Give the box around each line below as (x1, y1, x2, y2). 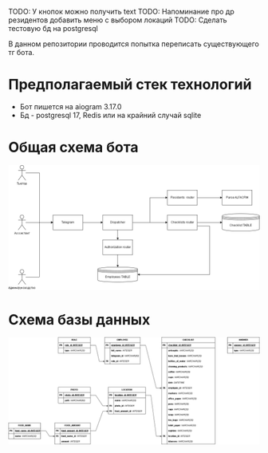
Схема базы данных (8, 310, 151, 329)
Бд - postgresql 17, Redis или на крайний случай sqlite (19, 110, 202, 120)
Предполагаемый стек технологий (8, 76, 252, 94)
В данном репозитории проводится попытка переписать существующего (8, 39, 259, 49)
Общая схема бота (8, 139, 139, 156)
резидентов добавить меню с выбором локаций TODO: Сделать (8, 15, 227, 25)
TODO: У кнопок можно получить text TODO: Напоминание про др (8, 7, 235, 16)
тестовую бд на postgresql (8, 24, 98, 33)
